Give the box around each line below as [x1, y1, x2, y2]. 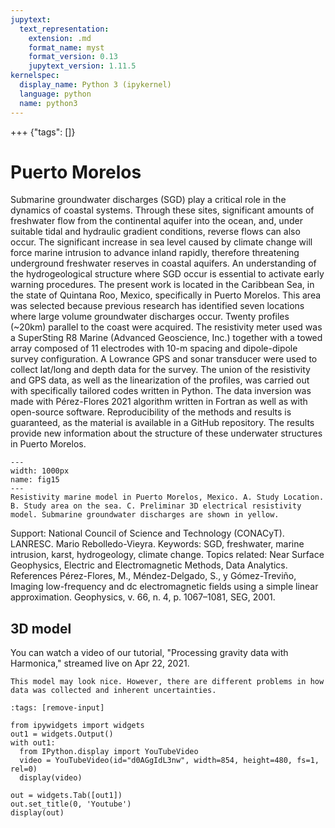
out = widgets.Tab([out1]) [10, 791, 123, 801]
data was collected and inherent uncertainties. [10, 686, 217, 696]
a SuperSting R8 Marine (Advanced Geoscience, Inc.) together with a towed [10, 332, 323, 344]
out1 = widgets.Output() [10, 729, 114, 740]
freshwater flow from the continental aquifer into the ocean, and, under [10, 215, 303, 227]
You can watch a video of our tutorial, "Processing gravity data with [10, 647, 289, 659]
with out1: [10, 738, 56, 748]
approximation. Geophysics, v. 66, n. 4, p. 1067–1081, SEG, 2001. [10, 591, 276, 603]
